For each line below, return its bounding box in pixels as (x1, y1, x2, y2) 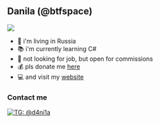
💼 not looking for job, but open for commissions (17, 55, 154, 63)
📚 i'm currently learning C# (17, 44, 97, 53)
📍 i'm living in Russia (17, 37, 76, 45)
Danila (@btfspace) (7, 6, 93, 17)
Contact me (7, 93, 48, 102)
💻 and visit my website (17, 73, 85, 81)
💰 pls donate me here (17, 62, 81, 70)
